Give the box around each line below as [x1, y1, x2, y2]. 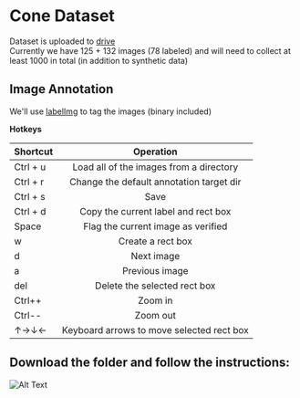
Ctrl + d [14, 204, 47, 217]
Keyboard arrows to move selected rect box [62, 323, 249, 336]
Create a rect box [118, 235, 193, 247]
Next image [130, 249, 181, 262]
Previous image [121, 264, 189, 277]
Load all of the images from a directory [72, 161, 239, 173]
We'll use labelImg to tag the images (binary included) [9, 106, 212, 117]
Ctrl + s [14, 190, 46, 203]
